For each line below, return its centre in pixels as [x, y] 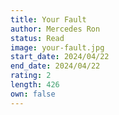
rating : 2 [31, 76]
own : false [33, 94]
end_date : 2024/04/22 [55, 66]
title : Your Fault [48, 19]
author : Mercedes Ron [55, 29]
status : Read [37, 38]
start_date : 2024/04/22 [60, 57]
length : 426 [35, 85]
